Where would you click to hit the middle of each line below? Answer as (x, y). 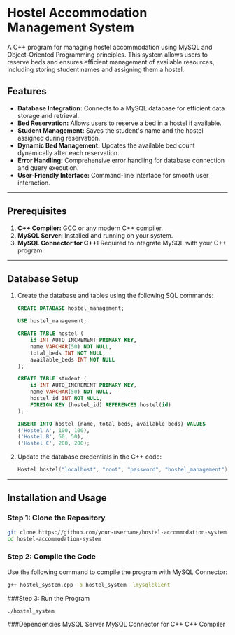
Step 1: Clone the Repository (56, 518)
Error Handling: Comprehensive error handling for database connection (121, 160)
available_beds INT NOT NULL (73, 359)
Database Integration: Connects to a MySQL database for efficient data (121, 108)
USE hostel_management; (52, 321)
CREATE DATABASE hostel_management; (71, 308)
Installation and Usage (57, 498)
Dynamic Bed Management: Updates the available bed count (106, 145)
